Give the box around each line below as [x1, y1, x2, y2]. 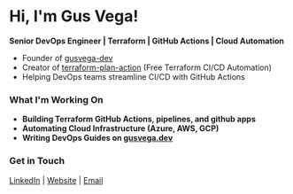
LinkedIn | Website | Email [9, 175, 104, 185]
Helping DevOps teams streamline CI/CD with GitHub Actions [21, 71, 245, 81]
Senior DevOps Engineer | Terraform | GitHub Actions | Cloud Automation [9, 35, 285, 46]
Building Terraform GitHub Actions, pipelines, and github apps [21, 113, 257, 125]
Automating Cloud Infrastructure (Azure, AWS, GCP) [21, 123, 220, 134]
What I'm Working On [9, 93, 104, 105]
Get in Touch [9, 155, 66, 167]
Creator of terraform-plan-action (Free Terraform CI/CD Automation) [21, 62, 273, 73]
